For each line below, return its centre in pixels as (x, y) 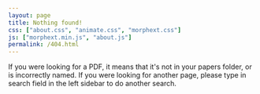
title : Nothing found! (45, 23)
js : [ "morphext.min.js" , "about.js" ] (70, 37)
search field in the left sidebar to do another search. (93, 84)
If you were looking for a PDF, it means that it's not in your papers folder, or (130, 67)
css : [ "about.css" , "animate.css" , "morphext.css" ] (95, 30)
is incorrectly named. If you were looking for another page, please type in (127, 75)
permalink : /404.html (44, 45)
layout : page (30, 15)
